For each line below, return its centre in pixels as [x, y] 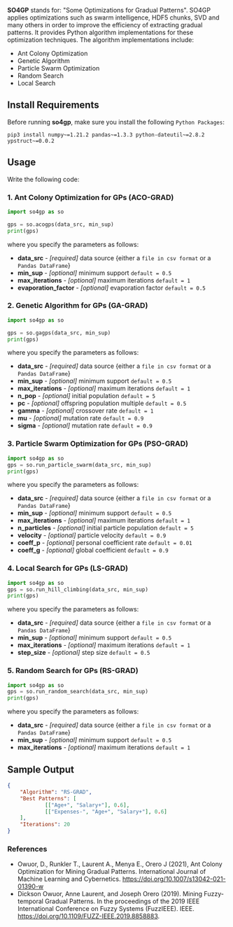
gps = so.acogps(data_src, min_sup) [61, 224]
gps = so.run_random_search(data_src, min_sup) [78, 692]
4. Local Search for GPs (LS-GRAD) [68, 568]
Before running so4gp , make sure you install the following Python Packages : [116, 122]
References [27, 849]
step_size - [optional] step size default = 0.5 [84, 653]
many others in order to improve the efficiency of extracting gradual [105, 25]
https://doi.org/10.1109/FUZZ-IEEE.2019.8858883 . [89, 917]
